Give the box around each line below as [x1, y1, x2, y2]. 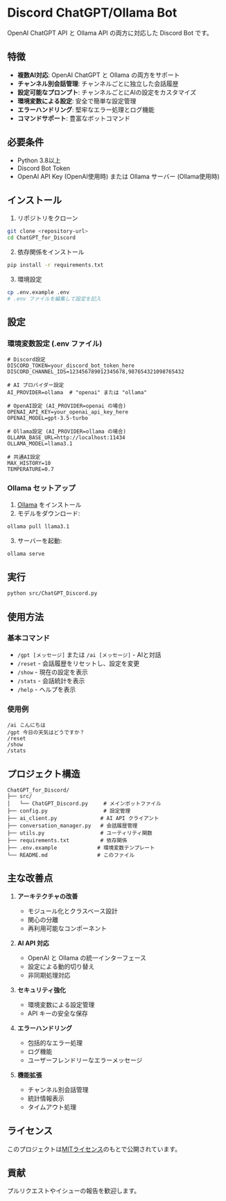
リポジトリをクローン [17, 214, 78, 223]
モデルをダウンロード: [17, 509, 80, 518]
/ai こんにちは [7, 722, 46, 729]
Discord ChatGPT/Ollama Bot [7, 5, 177, 21]
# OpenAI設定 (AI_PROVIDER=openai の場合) [7, 402, 127, 410]
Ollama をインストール [17, 500, 82, 509]
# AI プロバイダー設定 [7, 382, 64, 389]
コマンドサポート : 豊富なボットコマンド [17, 114, 130, 122]
